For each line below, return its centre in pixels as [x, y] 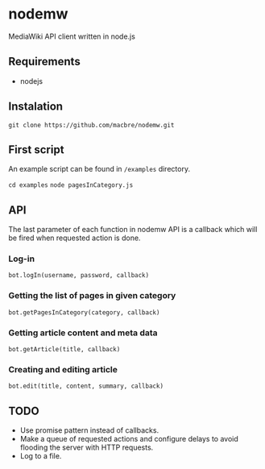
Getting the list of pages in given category [92, 296]
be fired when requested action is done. [75, 238]
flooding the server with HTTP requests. [87, 447]
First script [36, 149]
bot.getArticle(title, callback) [64, 350]
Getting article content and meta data [83, 333]
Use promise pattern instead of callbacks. [89, 430]
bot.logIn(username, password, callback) [79, 276]
